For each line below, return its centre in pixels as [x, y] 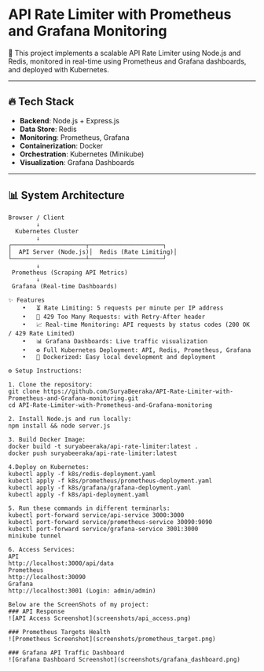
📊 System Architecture [66, 195]
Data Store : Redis [48, 129]
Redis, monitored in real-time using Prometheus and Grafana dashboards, [127, 61]
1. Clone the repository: [50, 384]
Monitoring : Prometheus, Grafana [74, 137]
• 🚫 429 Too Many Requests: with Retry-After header [114, 317]
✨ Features [27, 300]
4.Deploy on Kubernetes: [49, 467]
